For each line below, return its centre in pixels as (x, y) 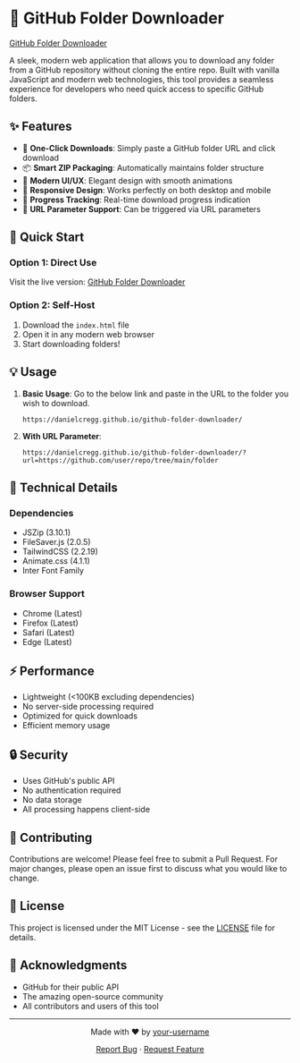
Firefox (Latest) (50, 623)
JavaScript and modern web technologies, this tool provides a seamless (142, 79)
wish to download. (56, 403)
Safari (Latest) (48, 632)
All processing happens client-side (86, 810)
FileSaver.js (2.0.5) (56, 542)
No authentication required (71, 790)
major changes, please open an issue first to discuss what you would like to (148, 868)
